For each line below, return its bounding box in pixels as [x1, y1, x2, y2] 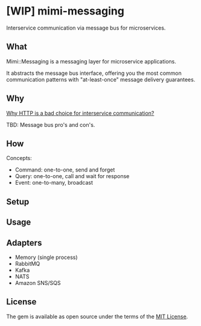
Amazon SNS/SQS [14, 279, 61, 286]
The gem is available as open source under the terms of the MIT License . [6, 313, 188, 320]
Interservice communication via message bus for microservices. [6, 24, 166, 31]
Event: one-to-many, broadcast [14, 179, 94, 187]
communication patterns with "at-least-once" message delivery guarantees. [6, 75, 196, 83]
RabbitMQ [14, 260, 40, 267]
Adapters [6, 237, 42, 248]
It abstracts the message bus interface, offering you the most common [6, 69, 182, 77]
